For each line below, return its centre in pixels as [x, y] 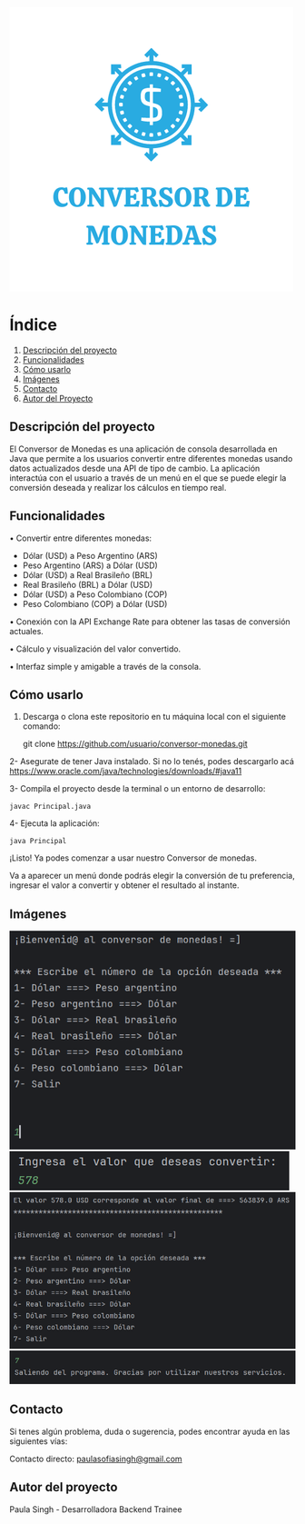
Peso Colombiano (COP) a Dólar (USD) [95, 603]
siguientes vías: [39, 1441]
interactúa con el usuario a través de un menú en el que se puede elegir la [148, 478]
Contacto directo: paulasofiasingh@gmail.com [96, 1459]
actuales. [26, 631]
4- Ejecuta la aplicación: [54, 823]
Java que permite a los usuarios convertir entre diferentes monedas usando [151, 458]
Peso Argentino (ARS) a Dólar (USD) [90, 565]
